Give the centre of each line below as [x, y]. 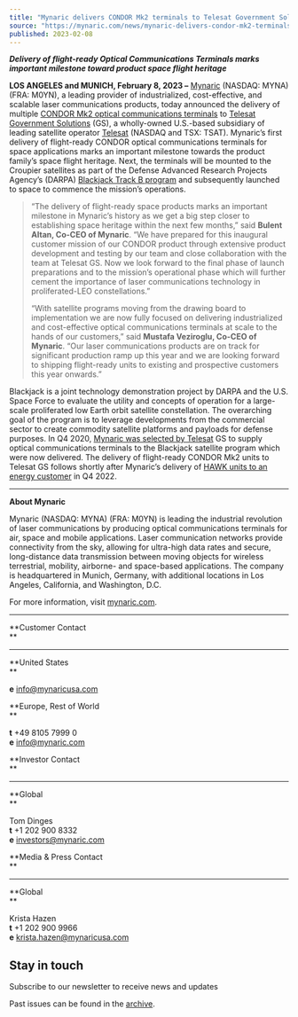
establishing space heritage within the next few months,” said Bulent [157, 225]
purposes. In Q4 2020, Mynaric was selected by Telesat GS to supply [136, 439]
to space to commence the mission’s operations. [98, 189]
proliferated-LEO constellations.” [90, 291]
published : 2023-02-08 [51, 34]
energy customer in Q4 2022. [63, 476]
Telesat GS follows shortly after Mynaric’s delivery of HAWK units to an [138, 467]
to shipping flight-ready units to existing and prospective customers [155, 365]
